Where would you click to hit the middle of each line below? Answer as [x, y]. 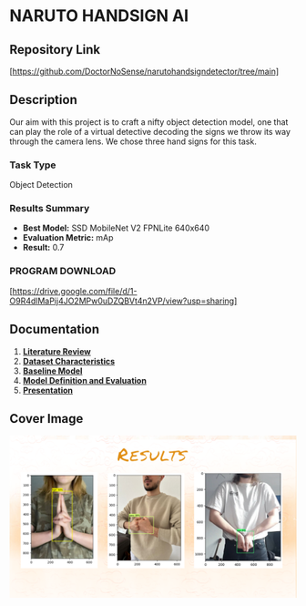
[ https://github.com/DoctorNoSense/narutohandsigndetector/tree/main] [144, 71]
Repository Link [55, 50]
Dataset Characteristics [69, 361]
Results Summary [50, 209]
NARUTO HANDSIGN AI [99, 16]
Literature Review [56, 351]
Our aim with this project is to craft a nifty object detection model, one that [149, 122]
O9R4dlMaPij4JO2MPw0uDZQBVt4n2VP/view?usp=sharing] [123, 301]
